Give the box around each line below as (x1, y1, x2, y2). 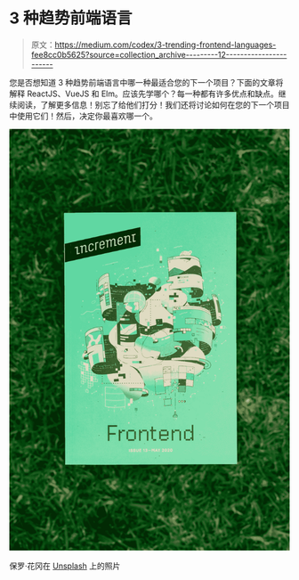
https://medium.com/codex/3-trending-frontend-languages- (54, 39, 277, 50)
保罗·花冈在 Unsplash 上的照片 (9, 560, 121, 571)
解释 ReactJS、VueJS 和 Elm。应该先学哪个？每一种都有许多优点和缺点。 (9, 88, 279, 99)
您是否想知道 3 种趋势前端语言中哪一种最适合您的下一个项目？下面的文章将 (9, 77, 284, 87)
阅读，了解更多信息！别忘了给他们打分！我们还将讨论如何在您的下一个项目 (16, 99, 290, 110)
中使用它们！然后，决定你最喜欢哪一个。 (9, 110, 158, 121)
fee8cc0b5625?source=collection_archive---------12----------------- (30, 49, 287, 60)
